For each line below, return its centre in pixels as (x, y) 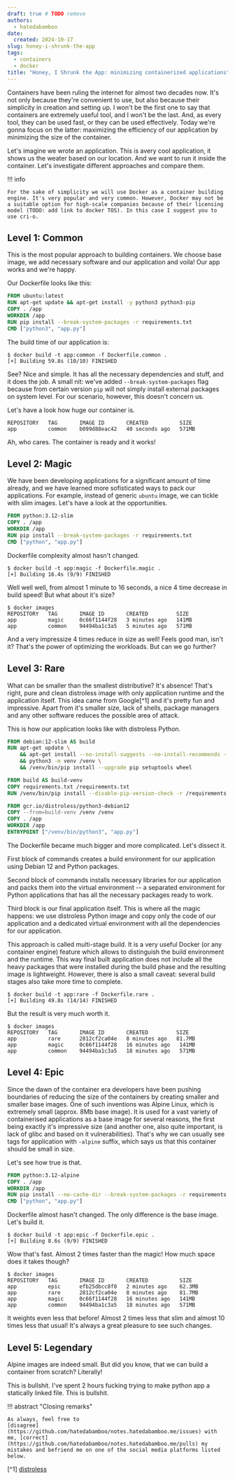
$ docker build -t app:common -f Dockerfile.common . (87, 355)
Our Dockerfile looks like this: (50, 283)
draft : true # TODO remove (47, 14)
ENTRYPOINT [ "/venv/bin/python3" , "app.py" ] (73, 832)
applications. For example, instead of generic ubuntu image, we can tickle (113, 495)
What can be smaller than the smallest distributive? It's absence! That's (110, 685)
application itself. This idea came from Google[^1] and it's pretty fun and (111, 700)
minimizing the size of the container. (59, 137)
